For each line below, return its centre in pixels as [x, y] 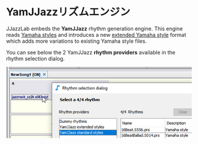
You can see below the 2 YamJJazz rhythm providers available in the [91, 52]
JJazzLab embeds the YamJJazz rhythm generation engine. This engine [95, 28]
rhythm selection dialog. [35, 59]
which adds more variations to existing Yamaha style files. [77, 41]
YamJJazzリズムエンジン [68, 12]
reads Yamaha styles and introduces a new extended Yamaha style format [96, 35]
